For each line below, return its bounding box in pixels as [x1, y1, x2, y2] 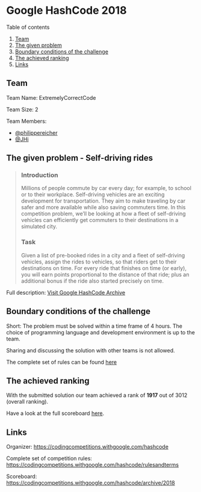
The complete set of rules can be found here [6, 358, 117, 366]
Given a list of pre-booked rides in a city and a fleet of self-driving [20, 251, 185, 259]
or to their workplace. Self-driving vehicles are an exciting [20, 191, 165, 198]
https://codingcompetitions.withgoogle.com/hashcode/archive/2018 [6, 479, 176, 487]
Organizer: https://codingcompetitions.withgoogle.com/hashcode [6, 443, 169, 450]
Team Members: [6, 117, 47, 125]
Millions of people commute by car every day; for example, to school [20, 185, 191, 192]
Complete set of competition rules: [6, 455, 92, 462]
